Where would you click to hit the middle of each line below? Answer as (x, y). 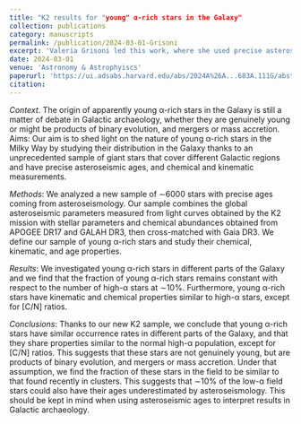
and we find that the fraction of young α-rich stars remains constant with (144, 278)
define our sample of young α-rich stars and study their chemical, (131, 241)
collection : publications (57, 26)
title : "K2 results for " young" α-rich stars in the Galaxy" (126, 17)
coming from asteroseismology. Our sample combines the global (129, 203)
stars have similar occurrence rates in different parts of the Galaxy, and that (149, 333)
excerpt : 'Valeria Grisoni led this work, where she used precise (136, 51)
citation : (28, 84)
